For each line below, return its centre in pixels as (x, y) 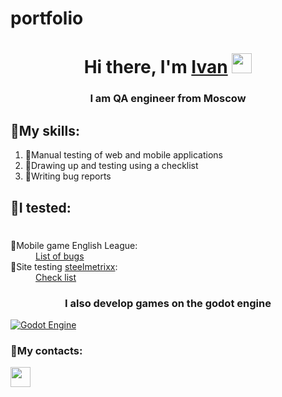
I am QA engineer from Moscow (168, 99)
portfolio (47, 18)
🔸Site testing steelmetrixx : (64, 266)
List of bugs (60, 256)
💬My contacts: (46, 350)
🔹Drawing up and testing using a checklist (111, 166)
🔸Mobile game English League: (74, 245)
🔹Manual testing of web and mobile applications (123, 155)
